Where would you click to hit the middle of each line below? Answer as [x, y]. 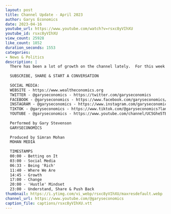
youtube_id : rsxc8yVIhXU [32, 33]
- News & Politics [25, 57]
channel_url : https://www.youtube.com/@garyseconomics [65, 198]
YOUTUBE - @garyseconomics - [41, 114]
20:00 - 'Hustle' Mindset [37, 185]
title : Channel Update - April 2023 [44, 15]
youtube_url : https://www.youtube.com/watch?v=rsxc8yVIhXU [69, 29]
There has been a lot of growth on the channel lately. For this [82, 66]
